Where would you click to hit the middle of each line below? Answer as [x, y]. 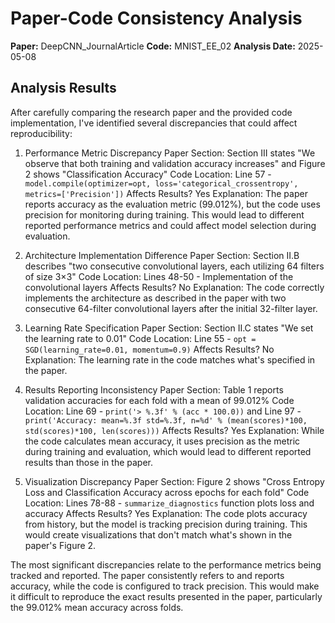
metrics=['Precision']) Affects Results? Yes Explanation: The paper [166, 193]
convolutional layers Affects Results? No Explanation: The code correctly [174, 287]
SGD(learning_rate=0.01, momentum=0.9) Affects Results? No [149, 349]
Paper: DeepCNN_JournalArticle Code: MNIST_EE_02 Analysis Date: [153, 46]
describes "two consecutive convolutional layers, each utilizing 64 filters [174, 266]
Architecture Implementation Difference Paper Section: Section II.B [162, 255]
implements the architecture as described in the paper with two [155, 298]
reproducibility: [41, 133]
